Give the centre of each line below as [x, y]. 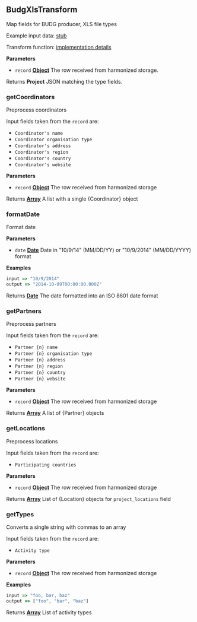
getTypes [20, 514]
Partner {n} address [40, 360]
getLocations [26, 429]
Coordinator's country [43, 159]
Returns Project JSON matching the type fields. [64, 81]
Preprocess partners [31, 324]
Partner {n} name [36, 348]
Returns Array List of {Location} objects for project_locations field [88, 499]
